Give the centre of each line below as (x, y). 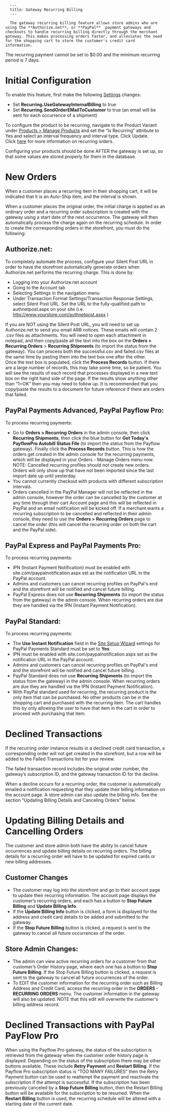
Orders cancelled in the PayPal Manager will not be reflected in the (82, 492)
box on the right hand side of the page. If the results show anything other (82, 378)
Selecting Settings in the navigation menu (56, 293)
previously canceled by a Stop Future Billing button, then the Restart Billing (84, 1088)
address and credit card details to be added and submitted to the (80, 917)
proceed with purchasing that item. (49, 713)
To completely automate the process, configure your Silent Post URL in (79, 261)
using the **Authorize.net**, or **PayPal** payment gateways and (78, 27)
